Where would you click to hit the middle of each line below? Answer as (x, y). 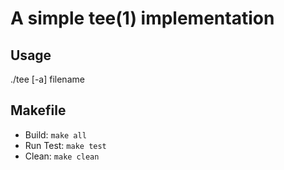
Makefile (38, 110)
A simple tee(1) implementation (142, 18)
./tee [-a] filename (47, 79)
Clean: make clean (62, 156)
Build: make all (55, 134)
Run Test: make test (65, 145)
